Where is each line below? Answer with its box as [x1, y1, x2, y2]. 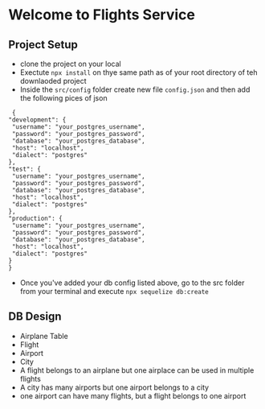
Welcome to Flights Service [8, 6, 195, 24]
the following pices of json [19, 93, 108, 102]
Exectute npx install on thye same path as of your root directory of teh [19, 68, 258, 77]
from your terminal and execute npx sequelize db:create [19, 287, 209, 295]
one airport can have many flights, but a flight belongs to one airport [19, 390, 247, 400]
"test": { [8, 165, 42, 173]
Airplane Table [19, 331, 68, 341]
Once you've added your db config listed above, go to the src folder [19, 278, 245, 287]
